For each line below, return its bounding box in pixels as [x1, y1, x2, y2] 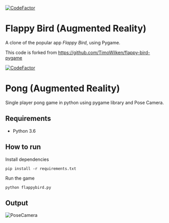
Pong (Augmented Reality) [5, 83, 120, 94]
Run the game [5, 175, 35, 181]
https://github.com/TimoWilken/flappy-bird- [58, 49, 151, 56]
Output [5, 199, 28, 207]
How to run [5, 143, 41, 152]
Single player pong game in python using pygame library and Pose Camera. [5, 100, 164, 106]
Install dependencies [5, 156, 50, 162]
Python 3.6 [12, 128, 36, 134]
